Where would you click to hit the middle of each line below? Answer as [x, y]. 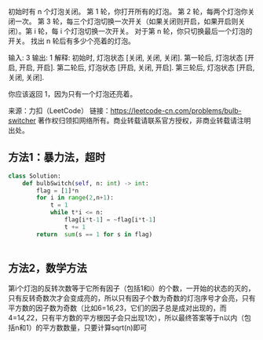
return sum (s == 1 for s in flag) [95, 234]
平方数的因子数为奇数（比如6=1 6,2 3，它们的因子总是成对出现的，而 [118, 308]
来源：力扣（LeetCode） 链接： [60, 111]
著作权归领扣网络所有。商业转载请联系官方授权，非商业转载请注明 [144, 121]
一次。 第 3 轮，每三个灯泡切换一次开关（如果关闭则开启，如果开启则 [126, 21]
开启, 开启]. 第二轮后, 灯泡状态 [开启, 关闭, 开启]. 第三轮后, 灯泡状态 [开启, [137, 68]
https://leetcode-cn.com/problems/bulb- [176, 111]
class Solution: [35, 176]
